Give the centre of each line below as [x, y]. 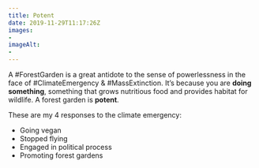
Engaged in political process [66, 147]
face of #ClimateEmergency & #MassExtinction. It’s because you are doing [130, 83]
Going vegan [40, 130]
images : [21, 30]
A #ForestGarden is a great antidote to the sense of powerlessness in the [127, 75]
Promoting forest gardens [61, 155]
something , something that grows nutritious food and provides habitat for [128, 91]
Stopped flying [44, 138]
